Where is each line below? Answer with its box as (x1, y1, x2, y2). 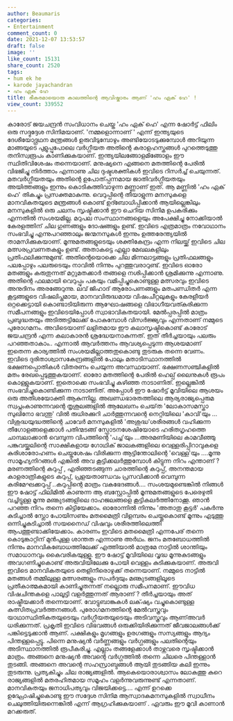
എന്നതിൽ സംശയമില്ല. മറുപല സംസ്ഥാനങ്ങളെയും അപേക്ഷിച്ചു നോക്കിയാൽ (7, 214, 223, 222)
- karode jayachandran (7, 81, 73, 88)
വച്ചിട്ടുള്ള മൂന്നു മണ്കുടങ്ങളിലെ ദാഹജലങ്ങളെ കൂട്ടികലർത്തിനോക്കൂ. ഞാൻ (7, 496, 210, 504)
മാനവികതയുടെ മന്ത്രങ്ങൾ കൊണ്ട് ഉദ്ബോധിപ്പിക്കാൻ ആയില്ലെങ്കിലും (7, 198, 200, 206)
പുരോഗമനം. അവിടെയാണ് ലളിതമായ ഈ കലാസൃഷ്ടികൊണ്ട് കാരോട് (7, 323, 208, 331)
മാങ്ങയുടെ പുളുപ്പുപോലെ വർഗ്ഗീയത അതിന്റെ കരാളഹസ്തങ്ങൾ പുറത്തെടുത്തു (7, 143, 218, 152)
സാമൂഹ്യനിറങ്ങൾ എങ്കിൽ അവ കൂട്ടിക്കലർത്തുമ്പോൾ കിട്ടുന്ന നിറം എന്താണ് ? (7, 457, 220, 465)
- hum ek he (7, 74, 42, 82)
